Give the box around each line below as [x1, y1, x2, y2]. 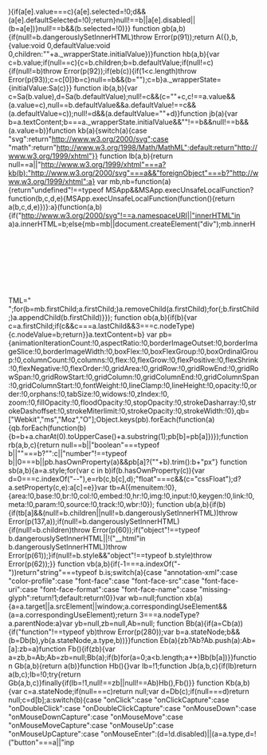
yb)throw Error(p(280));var [86, 627, 175, 637]
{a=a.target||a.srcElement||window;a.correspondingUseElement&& [8, 601, 228, 611]
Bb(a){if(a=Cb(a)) [186, 619, 243, 628]
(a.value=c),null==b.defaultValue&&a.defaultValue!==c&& [8, 100, 197, 110]
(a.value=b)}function [8, 126, 77, 135]
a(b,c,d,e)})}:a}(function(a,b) [8, 202, 103, 211]
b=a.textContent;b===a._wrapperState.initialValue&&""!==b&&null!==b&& [8, 118, 249, 126]
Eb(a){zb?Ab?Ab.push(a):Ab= [159, 636, 257, 645]
